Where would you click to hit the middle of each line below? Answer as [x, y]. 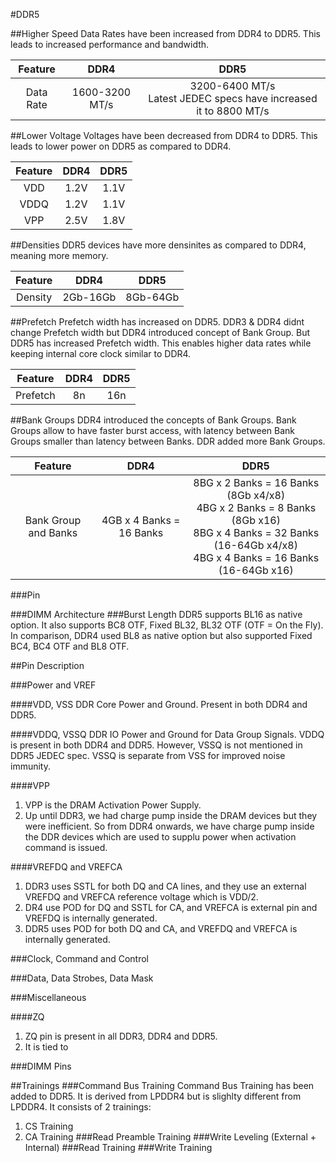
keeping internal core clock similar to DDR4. [101, 353]
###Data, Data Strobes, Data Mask [82, 978]
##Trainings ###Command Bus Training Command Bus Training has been [162, 1085]
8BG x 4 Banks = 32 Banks [256, 532]
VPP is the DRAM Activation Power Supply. [113, 805]
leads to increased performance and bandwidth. [110, 44]
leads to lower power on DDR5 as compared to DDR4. [121, 146]
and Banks [53, 532]
